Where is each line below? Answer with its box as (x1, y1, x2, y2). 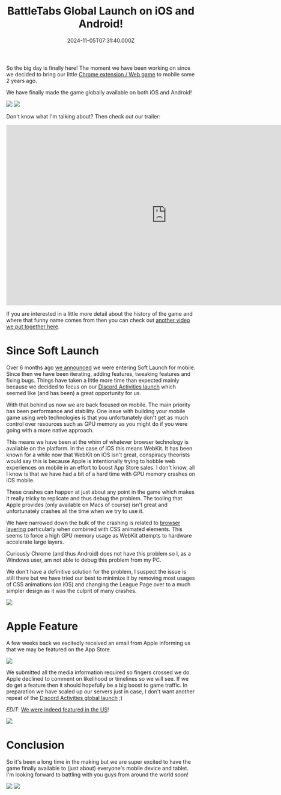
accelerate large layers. (6, 538, 64, 545)
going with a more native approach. (6, 426, 94, 434)
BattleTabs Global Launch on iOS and (7, 4, 195, 18)
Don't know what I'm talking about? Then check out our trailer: (6, 112, 161, 120)
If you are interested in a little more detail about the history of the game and (6, 310, 193, 317)
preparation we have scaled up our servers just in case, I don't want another (6, 687, 195, 695)
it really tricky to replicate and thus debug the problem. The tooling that (6, 494, 183, 502)
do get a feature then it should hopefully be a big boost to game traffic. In (6, 681, 188, 689)
